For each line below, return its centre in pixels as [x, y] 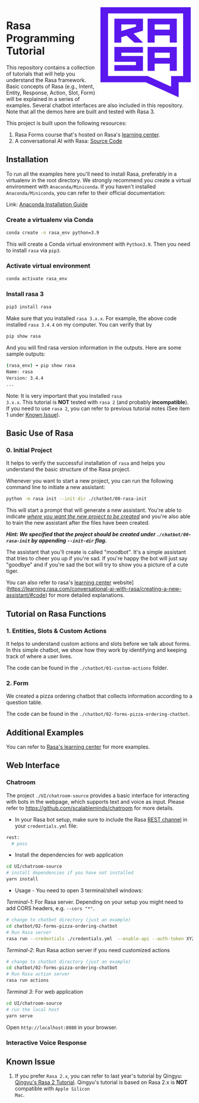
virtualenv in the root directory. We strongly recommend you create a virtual [99, 180]
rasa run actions [28, 981]
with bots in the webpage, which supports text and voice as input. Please [95, 801]
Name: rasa [20, 372]
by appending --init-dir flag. [69, 541]
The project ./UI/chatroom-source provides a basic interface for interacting [98, 795]
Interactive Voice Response [46, 1042]
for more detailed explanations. [86, 595]
